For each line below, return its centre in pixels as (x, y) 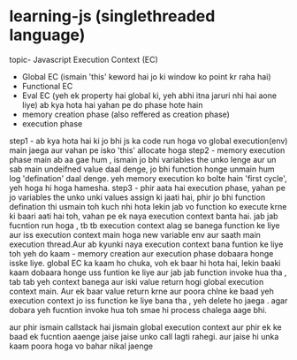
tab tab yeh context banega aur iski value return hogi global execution (137, 281)
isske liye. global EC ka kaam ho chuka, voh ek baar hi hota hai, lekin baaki (145, 263)
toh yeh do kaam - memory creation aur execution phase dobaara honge (141, 253)
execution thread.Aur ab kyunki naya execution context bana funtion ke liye (146, 244)
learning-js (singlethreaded (112, 16)
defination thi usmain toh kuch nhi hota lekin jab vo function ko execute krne (148, 206)
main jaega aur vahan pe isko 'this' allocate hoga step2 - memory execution (147, 150)
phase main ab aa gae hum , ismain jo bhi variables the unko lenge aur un (143, 159)
